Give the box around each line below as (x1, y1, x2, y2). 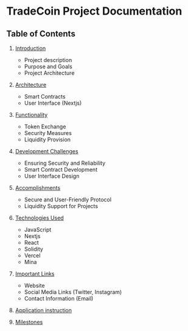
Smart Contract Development (24, 166, 98, 173)
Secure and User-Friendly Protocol (24, 196, 111, 203)
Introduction (15, 44, 46, 52)
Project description (24, 57, 72, 63)
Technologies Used (15, 214, 64, 221)
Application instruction (15, 307, 72, 314)
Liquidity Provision (24, 136, 71, 143)
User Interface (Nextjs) (24, 99, 82, 106)
